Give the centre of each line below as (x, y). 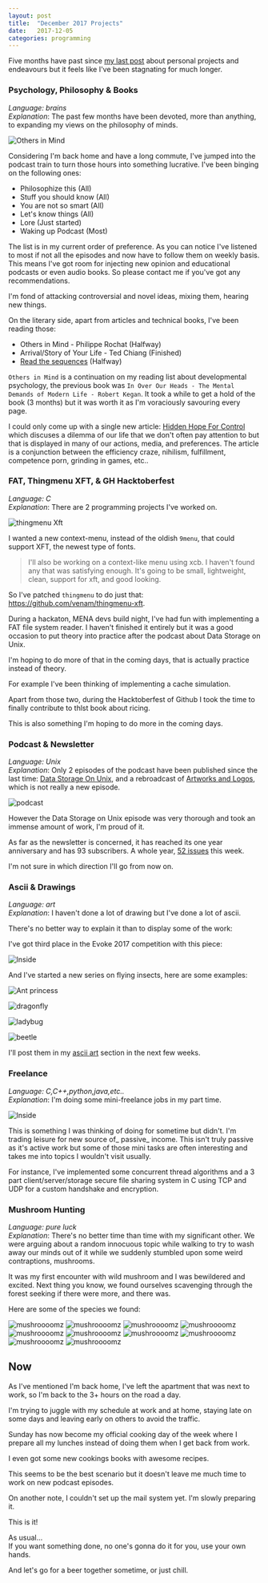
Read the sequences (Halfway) (71, 361)
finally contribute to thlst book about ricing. (79, 708)
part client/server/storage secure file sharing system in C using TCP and (127, 1180)
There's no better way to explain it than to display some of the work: (121, 929)
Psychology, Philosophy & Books (73, 91)
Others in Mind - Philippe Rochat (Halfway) (90, 344)
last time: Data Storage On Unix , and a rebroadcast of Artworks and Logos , (132, 779)
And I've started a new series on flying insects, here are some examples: (128, 975)
